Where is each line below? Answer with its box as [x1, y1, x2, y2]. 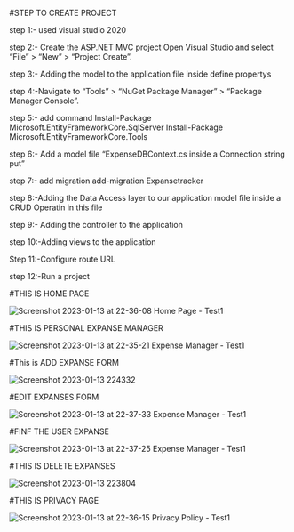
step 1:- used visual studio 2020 [9, 25, 127, 35]
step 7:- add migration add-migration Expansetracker [9, 175, 204, 186]
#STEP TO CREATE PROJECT [9, 8, 117, 18]
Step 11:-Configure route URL [9, 254, 116, 264]
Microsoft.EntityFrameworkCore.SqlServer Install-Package [9, 122, 224, 133]
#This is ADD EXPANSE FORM [9, 358, 120, 367]
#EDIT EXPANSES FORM [9, 391, 99, 402]
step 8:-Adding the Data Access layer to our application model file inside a [9, 193, 282, 203]
